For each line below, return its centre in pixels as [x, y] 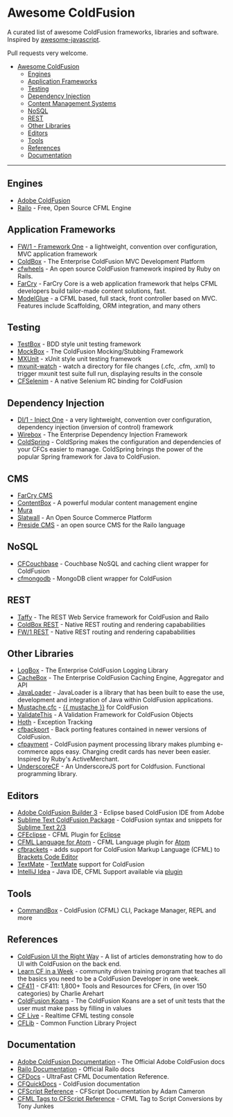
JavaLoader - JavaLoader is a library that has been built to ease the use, [121, 692]
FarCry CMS [35, 495]
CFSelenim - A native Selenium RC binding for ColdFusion [100, 381]
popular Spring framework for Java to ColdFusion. [89, 457]
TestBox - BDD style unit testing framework [79, 344]
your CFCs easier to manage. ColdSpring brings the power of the [110, 450]
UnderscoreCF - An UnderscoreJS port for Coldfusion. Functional [111, 766]
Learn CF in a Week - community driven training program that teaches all [121, 971]
